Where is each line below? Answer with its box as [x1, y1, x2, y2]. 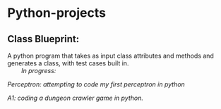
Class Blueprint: [7, 33, 80, 45]
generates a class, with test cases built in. [7, 59, 129, 68]
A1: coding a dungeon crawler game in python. [7, 94, 143, 102]
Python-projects [7, 5, 106, 21]
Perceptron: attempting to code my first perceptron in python [7, 80, 185, 89]
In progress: [20, 67, 56, 75]
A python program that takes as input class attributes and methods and [7, 51, 214, 60]
